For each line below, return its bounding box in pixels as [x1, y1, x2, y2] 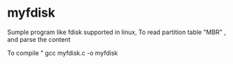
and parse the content [7, 35, 71, 43]
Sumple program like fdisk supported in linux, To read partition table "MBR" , [7, 28, 226, 36]
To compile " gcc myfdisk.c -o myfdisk [7, 49, 118, 57]
